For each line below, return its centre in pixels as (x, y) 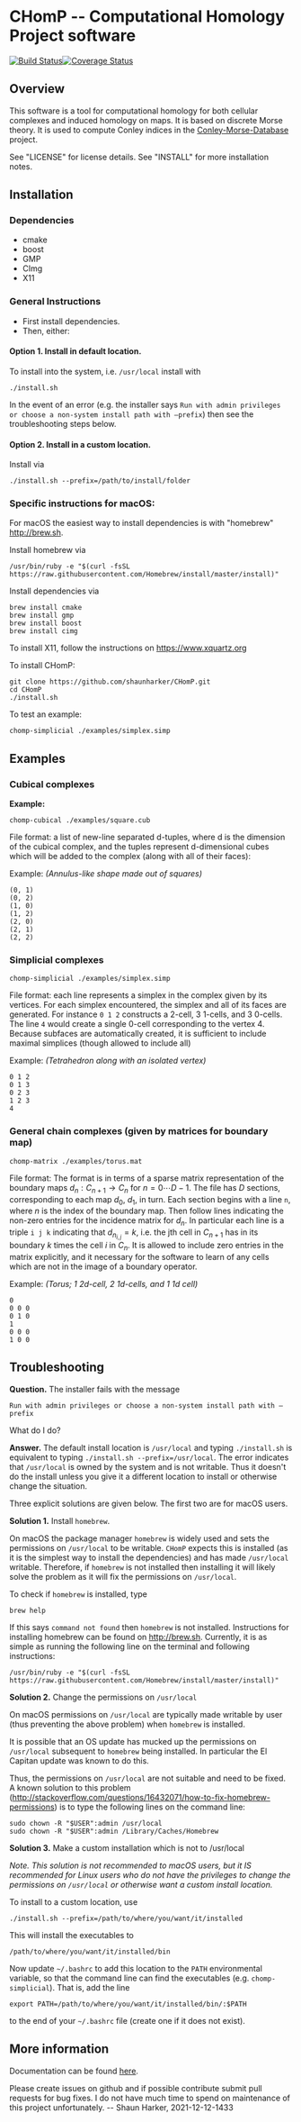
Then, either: (46, 331)
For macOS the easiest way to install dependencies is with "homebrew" (142, 523)
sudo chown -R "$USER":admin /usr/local (86, 1823)
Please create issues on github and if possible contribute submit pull (136, 2088)
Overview (37, 89)
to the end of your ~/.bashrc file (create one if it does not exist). (127, 2020)
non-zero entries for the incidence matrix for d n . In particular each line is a (147, 1222)
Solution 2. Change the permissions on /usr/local (103, 1697)
